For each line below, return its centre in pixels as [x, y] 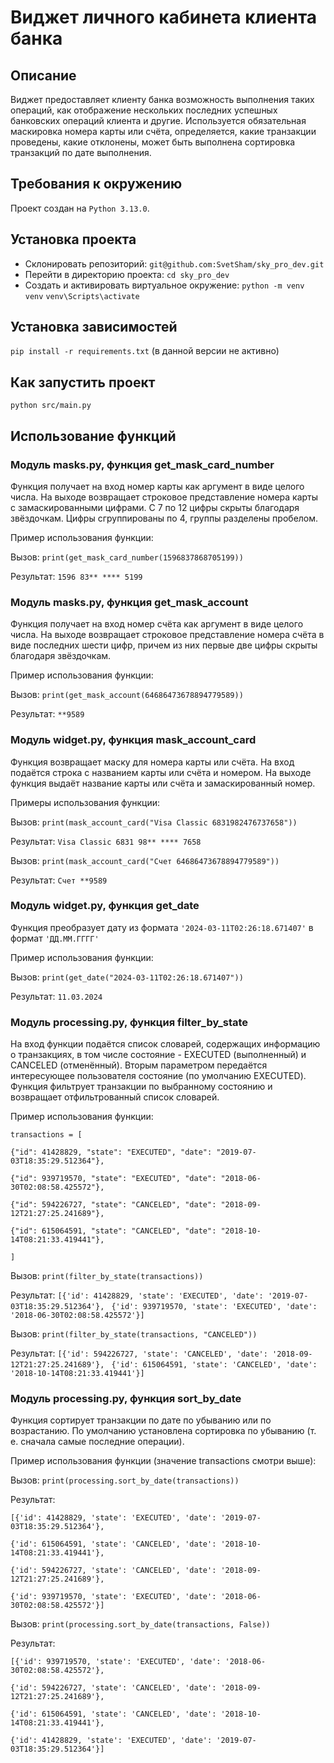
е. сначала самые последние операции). [97, 1442]
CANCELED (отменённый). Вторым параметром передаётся [139, 1065]
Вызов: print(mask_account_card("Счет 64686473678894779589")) [145, 860]
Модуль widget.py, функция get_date [105, 906]
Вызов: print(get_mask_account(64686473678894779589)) [127, 695]
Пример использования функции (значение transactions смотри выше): [163, 1461]
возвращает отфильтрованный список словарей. [115, 1097]
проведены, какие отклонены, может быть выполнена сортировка [153, 142]
